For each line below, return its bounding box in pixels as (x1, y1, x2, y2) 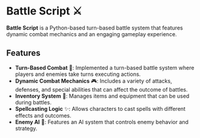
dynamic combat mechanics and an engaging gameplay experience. (6, 30, 177, 37)
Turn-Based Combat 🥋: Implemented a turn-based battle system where (15, 64, 195, 71)
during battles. (15, 98, 52, 106)
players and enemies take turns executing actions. (15, 71, 141, 78)
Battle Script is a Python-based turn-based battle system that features (6, 24, 183, 31)
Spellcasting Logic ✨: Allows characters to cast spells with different (15, 105, 186, 112)
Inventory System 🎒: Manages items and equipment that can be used (15, 92, 190, 99)
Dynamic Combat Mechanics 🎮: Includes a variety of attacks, (15, 77, 173, 84)
